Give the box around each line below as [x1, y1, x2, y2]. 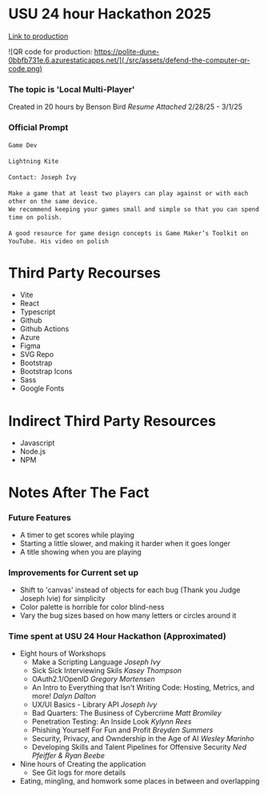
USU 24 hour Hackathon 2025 [8, 5, 212, 23]
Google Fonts [19, 383, 65, 393]
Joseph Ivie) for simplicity [19, 594, 106, 604]
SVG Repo [19, 350, 54, 359]
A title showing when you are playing [19, 547, 142, 556]
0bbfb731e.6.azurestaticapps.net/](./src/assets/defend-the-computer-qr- [8, 55, 250, 65]
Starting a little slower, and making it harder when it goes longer [19, 538, 230, 548]
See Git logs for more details [31, 768, 126, 777]
